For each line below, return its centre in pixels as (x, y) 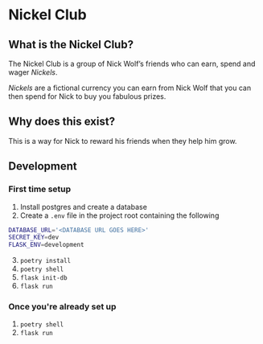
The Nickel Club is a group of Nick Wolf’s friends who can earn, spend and (132, 63)
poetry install (45, 261)
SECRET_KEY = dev (34, 238)
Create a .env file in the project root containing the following (119, 215)
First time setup (40, 189)
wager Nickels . (33, 72)
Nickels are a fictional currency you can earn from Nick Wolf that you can (130, 88)
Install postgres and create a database (83, 207)
